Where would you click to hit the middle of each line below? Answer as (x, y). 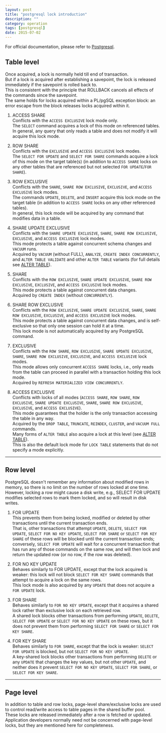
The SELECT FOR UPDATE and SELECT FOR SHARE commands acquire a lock (85, 156)
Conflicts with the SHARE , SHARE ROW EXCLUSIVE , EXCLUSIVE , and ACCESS (82, 187)
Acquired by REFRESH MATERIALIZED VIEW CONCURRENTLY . (68, 382)
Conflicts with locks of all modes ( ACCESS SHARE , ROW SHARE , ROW (76, 397)
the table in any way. (33, 418)
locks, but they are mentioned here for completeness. (60, 725)
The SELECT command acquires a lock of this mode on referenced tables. (86, 125)
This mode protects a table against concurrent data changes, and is (81, 320)
